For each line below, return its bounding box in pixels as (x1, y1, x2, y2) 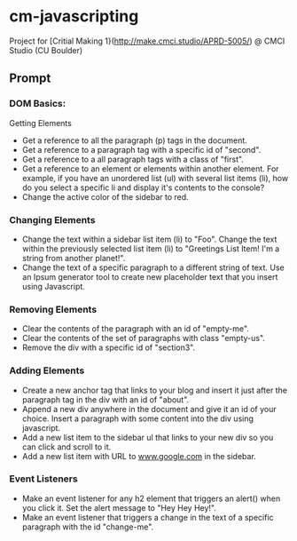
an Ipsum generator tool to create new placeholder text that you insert (21, 271, 278, 282)
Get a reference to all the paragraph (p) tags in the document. (21, 135, 248, 146)
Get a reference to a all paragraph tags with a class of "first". (21, 154, 244, 164)
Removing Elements (9, 303, 98, 315)
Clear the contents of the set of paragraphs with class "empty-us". (21, 333, 266, 344)
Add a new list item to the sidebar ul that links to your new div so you (21, 432, 274, 442)
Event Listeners (9, 473, 78, 485)
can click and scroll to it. (21, 442, 112, 452)
